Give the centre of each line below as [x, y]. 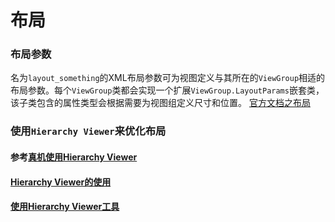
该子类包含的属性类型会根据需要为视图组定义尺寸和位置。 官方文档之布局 [160, 103]
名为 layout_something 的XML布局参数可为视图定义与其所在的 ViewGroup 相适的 [168, 78]
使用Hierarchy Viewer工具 [65, 207]
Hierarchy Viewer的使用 [61, 182]
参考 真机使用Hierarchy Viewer [74, 157]
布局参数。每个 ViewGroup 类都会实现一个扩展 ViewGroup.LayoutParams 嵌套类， [167, 90]
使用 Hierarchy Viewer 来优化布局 [88, 131]
